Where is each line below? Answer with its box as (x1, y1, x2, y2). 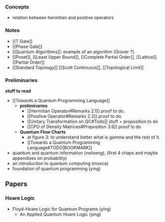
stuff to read (5, 88, 31, 94)
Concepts (5, 3, 30, 10)
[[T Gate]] (12, 38, 33, 44)
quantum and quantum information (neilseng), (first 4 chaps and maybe (12, 149, 158, 156)
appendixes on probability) (12, 155, 67, 161)
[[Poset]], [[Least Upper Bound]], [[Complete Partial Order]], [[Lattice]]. (12, 54, 158, 60)
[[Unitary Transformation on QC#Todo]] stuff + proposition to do (27, 118, 158, 124)
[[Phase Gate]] (12, 43, 42, 49)
